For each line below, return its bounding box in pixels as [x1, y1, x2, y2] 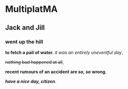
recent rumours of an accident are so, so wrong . [5, 69, 107, 75]
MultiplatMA [5, 3, 58, 15]
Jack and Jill [5, 23, 45, 32]
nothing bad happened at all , [5, 59, 64, 65]
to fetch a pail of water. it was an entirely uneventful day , [5, 49, 124, 55]
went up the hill [5, 38, 43, 45]
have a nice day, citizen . [5, 78, 57, 84]
